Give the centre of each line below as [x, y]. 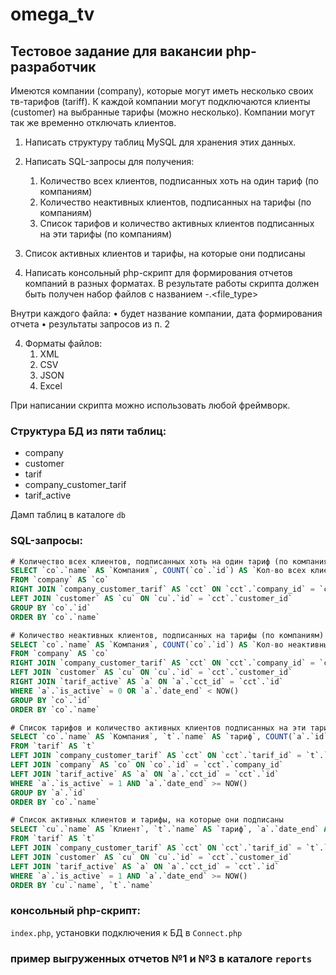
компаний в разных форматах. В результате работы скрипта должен [172, 283]
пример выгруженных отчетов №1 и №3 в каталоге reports [161, 958]
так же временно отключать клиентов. [93, 122]
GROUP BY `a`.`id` [48, 793]
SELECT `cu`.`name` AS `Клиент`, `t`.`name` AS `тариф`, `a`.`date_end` [165, 829]
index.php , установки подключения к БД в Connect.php [126, 932]
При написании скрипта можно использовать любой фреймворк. [150, 405]
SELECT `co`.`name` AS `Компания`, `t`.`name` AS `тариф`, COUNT [149, 737]
